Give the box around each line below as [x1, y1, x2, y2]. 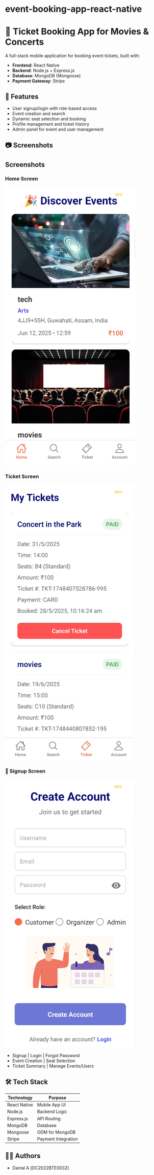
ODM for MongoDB [37, 1129, 76, 1135]
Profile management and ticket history [12, 121, 90, 127]
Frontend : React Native [12, 63, 60, 68]
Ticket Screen [5, 473, 39, 480]
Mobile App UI [37, 1102, 66, 1108]
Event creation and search [12, 110, 66, 116]
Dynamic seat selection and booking [12, 116, 86, 122]
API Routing [37, 1115, 61, 1121]
